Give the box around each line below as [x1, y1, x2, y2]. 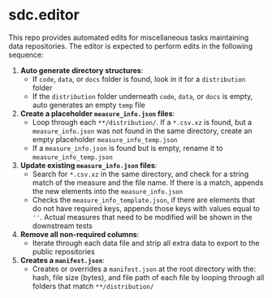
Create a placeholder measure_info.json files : [19, 108, 175, 119]
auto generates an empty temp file [32, 100, 146, 110]
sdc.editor [8, 6, 80, 24]
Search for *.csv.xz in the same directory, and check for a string [32, 169, 249, 179]
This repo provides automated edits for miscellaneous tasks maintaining [8, 32, 249, 42]
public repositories [32, 246, 95, 257]
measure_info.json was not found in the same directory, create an [32, 126, 253, 136]
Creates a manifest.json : [19, 255, 106, 265]
